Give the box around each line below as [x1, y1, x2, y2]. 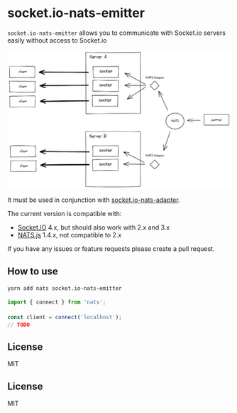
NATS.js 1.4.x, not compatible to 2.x [17, 231, 122, 240]
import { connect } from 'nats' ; [7, 299, 106, 306]
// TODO [7, 321, 31, 328]
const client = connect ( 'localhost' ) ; [7, 313, 122, 321]
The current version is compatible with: [7, 210, 122, 218]
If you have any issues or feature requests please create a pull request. [7, 245, 215, 253]
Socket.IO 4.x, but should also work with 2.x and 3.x [17, 223, 170, 232]
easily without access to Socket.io [7, 36, 107, 44]
